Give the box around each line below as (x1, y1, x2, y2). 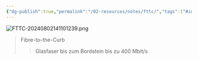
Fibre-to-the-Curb (20, 36, 65, 43)
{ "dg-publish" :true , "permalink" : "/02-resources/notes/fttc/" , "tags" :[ (6, 8, 183, 15)
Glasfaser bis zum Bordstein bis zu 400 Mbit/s (35, 48, 148, 55)
